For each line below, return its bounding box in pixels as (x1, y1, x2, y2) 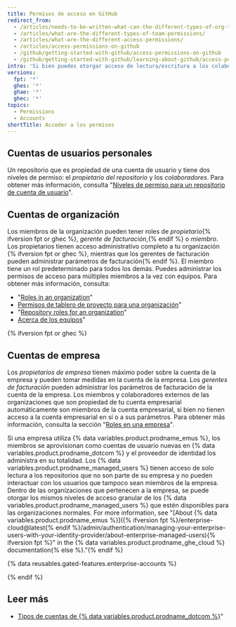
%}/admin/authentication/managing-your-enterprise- (72, 523, 226, 532)
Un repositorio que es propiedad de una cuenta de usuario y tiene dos (7, 166, 211, 174)
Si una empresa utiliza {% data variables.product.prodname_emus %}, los (7, 433, 221, 442)
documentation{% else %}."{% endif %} (7, 546, 124, 554)
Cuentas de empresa (7, 349, 100, 362)
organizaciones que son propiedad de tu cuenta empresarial (7, 397, 182, 406)
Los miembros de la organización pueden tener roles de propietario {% (7, 227, 211, 236)
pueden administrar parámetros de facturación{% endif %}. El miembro (7, 257, 214, 265)
